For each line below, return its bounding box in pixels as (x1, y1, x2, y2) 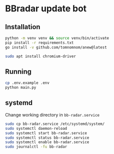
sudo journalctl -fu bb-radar (5, 144, 68, 150)
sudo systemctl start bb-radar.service (5, 130, 87, 136)
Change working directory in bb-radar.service (5, 112, 100, 117)
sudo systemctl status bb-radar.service (5, 135, 90, 140)
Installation (5, 23, 40, 31)
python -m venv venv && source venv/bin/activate (5, 36, 110, 40)
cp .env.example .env (5, 80, 50, 85)
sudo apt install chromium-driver (5, 54, 76, 59)
